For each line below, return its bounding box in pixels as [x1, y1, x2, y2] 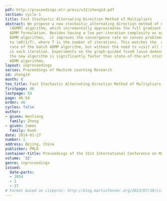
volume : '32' [5, 156, 32, 161]
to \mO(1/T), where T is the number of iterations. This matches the [9, 40, 157, 45]
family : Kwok [9, 128, 37, 133]
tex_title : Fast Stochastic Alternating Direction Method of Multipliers [5, 81, 162, 86]
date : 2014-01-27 [5, 133, 41, 138]
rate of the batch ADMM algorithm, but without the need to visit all [9, 44, 159, 49]
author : [5, 109, 21, 115]
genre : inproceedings [5, 160, 50, 165]
